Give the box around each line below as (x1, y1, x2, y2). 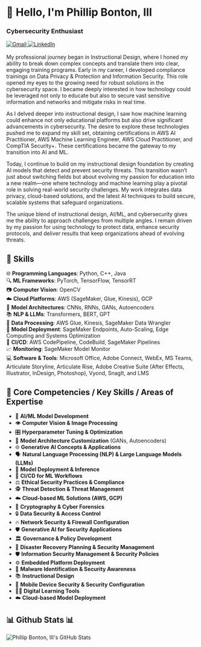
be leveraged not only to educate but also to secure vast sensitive (6, 92, 170, 99)
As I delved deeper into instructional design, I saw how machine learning (6, 110, 187, 117)
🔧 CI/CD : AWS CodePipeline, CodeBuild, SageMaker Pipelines (6, 338, 161, 346)
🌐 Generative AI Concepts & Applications (14, 443, 121, 451)
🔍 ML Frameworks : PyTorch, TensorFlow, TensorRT (6, 277, 136, 285)
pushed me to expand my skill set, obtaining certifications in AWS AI (6, 129, 176, 137)
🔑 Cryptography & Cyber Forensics (14, 503, 104, 510)
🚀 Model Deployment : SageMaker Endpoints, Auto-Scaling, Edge (6, 326, 169, 333)
